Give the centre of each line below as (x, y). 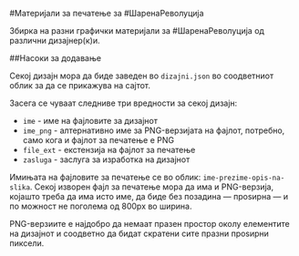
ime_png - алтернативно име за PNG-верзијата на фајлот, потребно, (154, 130)
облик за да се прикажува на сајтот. (80, 85)
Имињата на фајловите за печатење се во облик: (105, 177)
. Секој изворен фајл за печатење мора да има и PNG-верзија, (152, 187)
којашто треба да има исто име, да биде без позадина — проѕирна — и (149, 196)
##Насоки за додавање (56, 58)
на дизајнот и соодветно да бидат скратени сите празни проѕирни (139, 233)
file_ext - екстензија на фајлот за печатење (109, 150)
